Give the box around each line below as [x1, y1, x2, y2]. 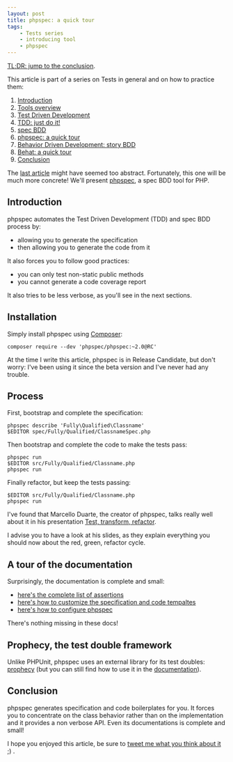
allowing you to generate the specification [17, 235, 138, 244]
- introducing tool [19, 36, 77, 43]
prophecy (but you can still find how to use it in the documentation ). [7, 665, 202, 674]
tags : [7, 23, 23, 30]
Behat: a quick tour [17, 148, 72, 156]
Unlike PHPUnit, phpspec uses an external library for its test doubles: [7, 658, 205, 666]
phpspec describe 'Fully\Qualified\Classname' [7, 422, 145, 429]
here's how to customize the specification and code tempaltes [17, 598, 196, 607]
